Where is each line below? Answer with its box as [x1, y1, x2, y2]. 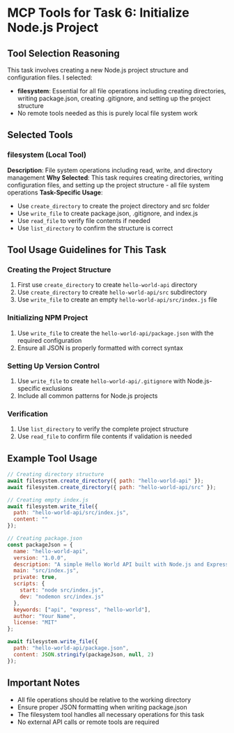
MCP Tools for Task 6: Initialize [7, 5, 189, 21]
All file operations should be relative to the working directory [17, 695, 192, 704]
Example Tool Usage [7, 452, 97, 464]
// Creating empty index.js [7, 496, 89, 503]
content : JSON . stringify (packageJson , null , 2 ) [13, 651, 155, 658]
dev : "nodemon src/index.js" [19, 593, 104, 600]
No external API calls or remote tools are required [17, 718, 159, 726]
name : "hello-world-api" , [13, 548, 89, 555]
